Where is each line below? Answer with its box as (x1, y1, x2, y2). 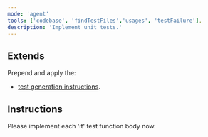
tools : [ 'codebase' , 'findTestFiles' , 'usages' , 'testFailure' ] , (7, 17, 202, 24)
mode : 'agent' (7, 10, 50, 18)
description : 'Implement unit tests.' (7, 23, 123, 31)
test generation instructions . (17, 82, 101, 91)
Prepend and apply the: (7, 69, 76, 77)
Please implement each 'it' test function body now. (7, 122, 156, 130)
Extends (7, 50, 45, 62)
